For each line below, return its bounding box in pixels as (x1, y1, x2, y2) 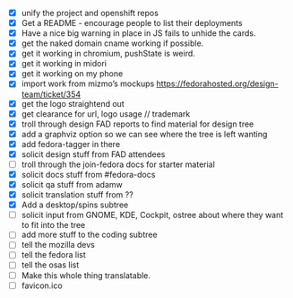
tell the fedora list (21, 250, 86, 260)
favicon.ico (21, 280, 64, 291)
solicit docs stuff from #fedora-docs (21, 169, 156, 180)
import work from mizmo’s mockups (21, 78, 155, 89)
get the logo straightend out (21, 98, 125, 109)
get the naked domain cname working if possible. (21, 38, 204, 48)
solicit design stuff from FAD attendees (21, 148, 166, 160)
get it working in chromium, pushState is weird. (21, 48, 196, 59)
